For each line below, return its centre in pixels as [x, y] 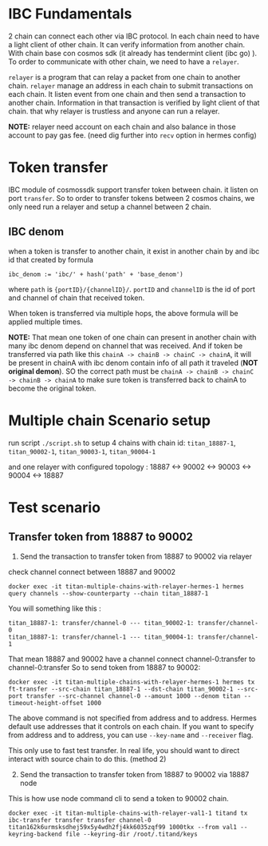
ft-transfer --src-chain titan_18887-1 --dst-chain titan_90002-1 [121, 689]
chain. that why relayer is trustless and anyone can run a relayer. [114, 111]
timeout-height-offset [46, 703]
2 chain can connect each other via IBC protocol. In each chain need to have [134, 36]
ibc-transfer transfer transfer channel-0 [80, 820]
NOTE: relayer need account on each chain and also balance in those [122, 126]
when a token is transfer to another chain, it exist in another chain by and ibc [134, 251]
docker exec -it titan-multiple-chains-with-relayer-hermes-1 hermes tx [132, 682]
